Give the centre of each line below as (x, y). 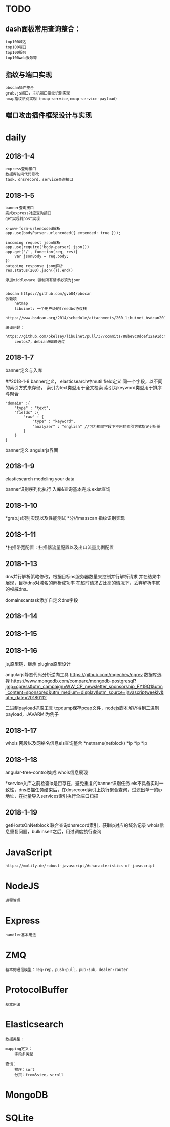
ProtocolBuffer (37, 990)
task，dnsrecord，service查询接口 (39, 180)
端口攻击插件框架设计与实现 (49, 116)
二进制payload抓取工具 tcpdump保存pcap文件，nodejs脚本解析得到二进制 (82, 708)
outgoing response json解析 (34, 266)
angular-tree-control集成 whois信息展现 (47, 772)
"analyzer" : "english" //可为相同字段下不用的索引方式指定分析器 (96, 427)
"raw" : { (34, 417)
